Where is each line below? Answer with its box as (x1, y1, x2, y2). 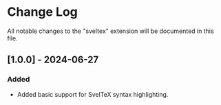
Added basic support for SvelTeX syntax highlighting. (17, 90, 169, 98)
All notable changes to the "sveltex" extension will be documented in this (7, 27, 215, 35)
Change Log (7, 4, 78, 20)
